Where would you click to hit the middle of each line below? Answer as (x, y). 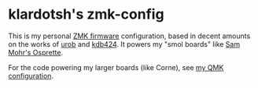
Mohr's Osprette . (36, 52)
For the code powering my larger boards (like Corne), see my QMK (116, 67)
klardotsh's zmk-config (86, 14)
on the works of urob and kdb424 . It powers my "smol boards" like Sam (124, 44)
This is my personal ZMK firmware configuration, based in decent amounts (129, 36)
